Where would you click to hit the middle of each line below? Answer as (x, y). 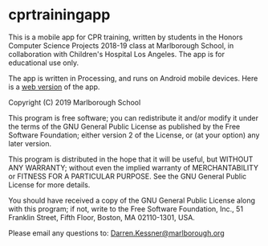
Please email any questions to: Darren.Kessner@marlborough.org (116, 233)
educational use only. (44, 63)
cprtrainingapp (59, 15)
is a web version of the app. (54, 87)
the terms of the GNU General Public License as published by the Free (124, 126)
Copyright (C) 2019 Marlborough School (75, 102)
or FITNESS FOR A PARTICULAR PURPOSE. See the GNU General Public (128, 176)
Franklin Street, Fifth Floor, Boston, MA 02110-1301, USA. (102, 217)
